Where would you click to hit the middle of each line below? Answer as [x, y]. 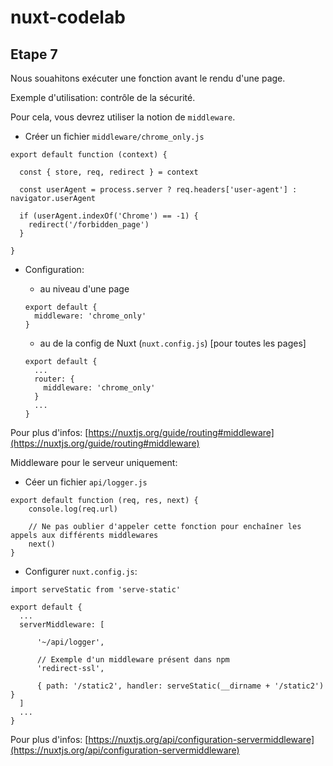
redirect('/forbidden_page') [89, 225]
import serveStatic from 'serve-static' [96, 590]
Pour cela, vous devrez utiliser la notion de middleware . [123, 117]
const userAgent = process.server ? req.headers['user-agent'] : [158, 190]
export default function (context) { [89, 155]
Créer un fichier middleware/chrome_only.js [114, 136]
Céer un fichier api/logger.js [86, 482]
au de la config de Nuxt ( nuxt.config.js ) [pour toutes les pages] [173, 343]
